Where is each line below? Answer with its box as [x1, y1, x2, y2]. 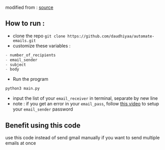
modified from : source [5, 5, 54, 10]
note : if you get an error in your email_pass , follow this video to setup [12, 101, 159, 107]
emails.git [12, 38, 36, 43]
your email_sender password [12, 106, 73, 112]
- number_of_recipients [5, 52, 56, 58]
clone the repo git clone [12, 33, 65, 39]
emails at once [5, 140, 36, 146]
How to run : [5, 19, 45, 28]
